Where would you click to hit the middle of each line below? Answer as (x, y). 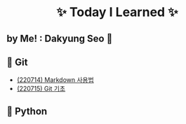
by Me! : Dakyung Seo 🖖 (60, 38)
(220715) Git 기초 (41, 89)
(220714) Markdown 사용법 (55, 80)
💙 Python (27, 111)
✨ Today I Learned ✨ (117, 12)
